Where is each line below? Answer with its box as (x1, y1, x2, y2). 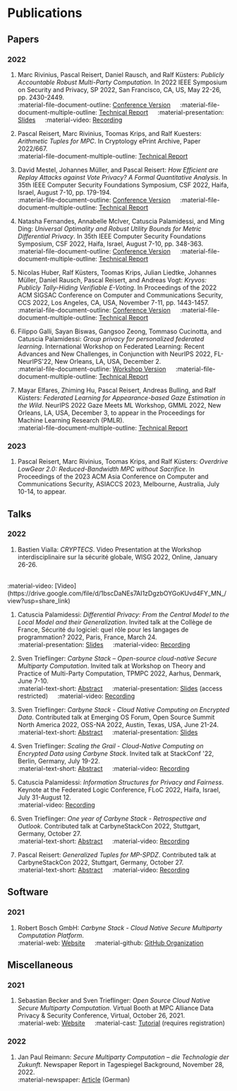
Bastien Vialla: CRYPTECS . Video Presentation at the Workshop (17, 545, 202, 554)
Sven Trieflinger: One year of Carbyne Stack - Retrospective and (17, 814, 207, 823)
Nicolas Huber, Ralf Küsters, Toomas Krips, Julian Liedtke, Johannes (17, 268, 217, 277)
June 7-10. (17, 676, 49, 685)
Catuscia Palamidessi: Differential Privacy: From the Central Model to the (17, 610, 229, 619)
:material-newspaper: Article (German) (17, 1075, 130, 1084)
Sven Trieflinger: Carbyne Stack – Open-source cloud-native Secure (17, 653, 217, 663)
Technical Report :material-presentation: (98, 108, 224, 116)
